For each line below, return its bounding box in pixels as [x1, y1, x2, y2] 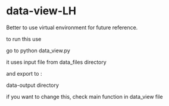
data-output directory [6, 82, 60, 89]
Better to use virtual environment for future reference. [6, 24, 138, 31]
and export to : [6, 70, 42, 77]
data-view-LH [6, 4, 76, 18]
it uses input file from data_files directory [6, 58, 107, 66]
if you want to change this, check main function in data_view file [6, 93, 163, 100]
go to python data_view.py [6, 46, 70, 54]
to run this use [6, 35, 42, 42]
